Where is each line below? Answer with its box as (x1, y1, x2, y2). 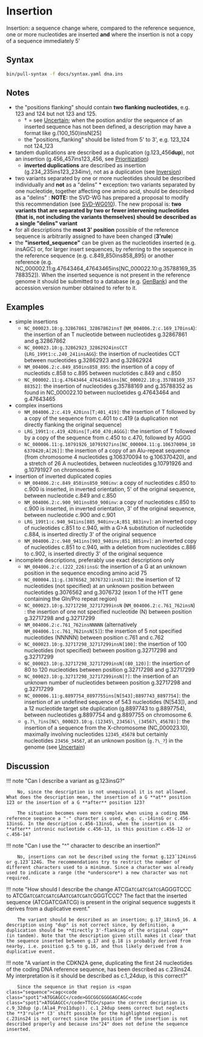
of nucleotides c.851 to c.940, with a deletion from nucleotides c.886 (24, 544, 196, 551)
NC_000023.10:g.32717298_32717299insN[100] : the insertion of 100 (24, 640, 187, 647)
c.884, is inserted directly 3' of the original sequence (24, 531, 156, 538)
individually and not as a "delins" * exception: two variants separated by (15, 181, 196, 189)
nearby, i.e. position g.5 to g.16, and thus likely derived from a (6, 944, 183, 950)
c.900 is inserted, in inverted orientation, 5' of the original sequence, (24, 485, 196, 493)
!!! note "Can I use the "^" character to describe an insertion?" (6, 842, 161, 850)
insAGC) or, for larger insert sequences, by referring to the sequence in (15, 246, 193, 253)
